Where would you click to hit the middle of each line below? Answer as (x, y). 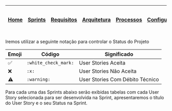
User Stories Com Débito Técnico (119, 80)
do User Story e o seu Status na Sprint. (47, 103)
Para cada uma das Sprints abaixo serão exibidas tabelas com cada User (82, 92)
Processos (129, 20)
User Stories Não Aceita (108, 71)
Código (50, 54)
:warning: (38, 80)
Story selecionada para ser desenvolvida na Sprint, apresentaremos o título (85, 97)
